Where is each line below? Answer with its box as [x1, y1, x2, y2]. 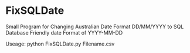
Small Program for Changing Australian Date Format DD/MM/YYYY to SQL [5, 23, 184, 30]
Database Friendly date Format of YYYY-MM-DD [5, 29, 123, 36]
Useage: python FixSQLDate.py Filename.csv [5, 40, 115, 47]
